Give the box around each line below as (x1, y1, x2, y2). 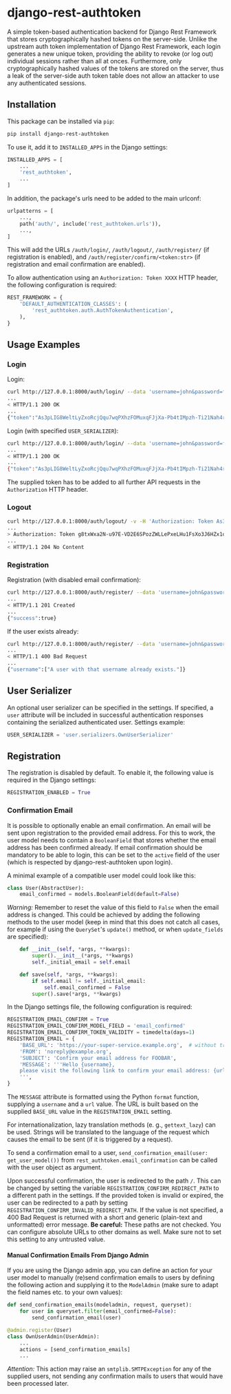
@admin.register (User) (7, 1327, 72, 1333)
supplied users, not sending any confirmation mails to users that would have (7, 1372, 223, 1380)
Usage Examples (7, 339, 80, 351)
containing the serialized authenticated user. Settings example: (7, 718, 186, 726)
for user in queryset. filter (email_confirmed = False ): (19, 1308, 177, 1315)
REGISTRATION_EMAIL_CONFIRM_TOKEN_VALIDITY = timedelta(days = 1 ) (7, 1029, 195, 1036)
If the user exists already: (7, 627, 79, 635)
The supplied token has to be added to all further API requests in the (7, 478, 201, 486)
